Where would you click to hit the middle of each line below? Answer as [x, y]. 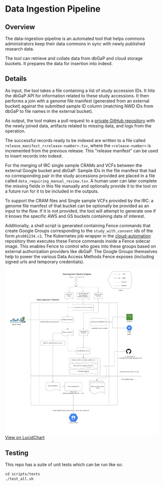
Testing [17, 453]
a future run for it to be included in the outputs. [52, 191]
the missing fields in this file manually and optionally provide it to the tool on [81, 186]
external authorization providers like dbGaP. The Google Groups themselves [81, 251]
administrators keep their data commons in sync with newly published [75, 44]
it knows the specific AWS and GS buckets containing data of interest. [75, 216]
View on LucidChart [25, 438]
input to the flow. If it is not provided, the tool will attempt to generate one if [81, 211]
